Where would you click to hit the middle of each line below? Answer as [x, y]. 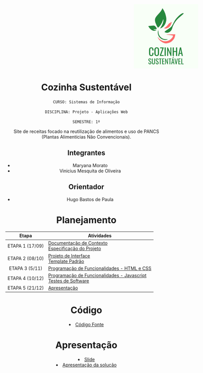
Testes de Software [69, 281]
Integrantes [86, 153]
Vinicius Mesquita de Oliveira [90, 171]
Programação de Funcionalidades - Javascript [97, 275]
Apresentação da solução [90, 365]
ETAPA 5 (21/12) [26, 288]
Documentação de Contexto [78, 243]
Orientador [86, 187]
